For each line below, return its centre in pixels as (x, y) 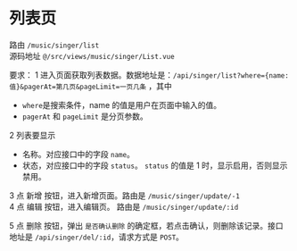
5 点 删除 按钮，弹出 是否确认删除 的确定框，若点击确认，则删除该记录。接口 (146, 225)
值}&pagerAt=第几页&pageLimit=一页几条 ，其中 (91, 86)
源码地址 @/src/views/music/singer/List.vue (92, 55)
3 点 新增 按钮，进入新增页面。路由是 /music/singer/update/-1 (125, 195)
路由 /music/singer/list (54, 45)
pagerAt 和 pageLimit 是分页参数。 (85, 116)
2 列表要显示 (33, 135)
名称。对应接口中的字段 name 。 (78, 154)
